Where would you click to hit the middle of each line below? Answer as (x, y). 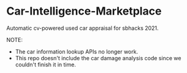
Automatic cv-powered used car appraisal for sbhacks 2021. (82, 28)
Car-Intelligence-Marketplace (84, 11)
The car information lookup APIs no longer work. (77, 51)
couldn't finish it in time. (46, 64)
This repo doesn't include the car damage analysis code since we (98, 58)
